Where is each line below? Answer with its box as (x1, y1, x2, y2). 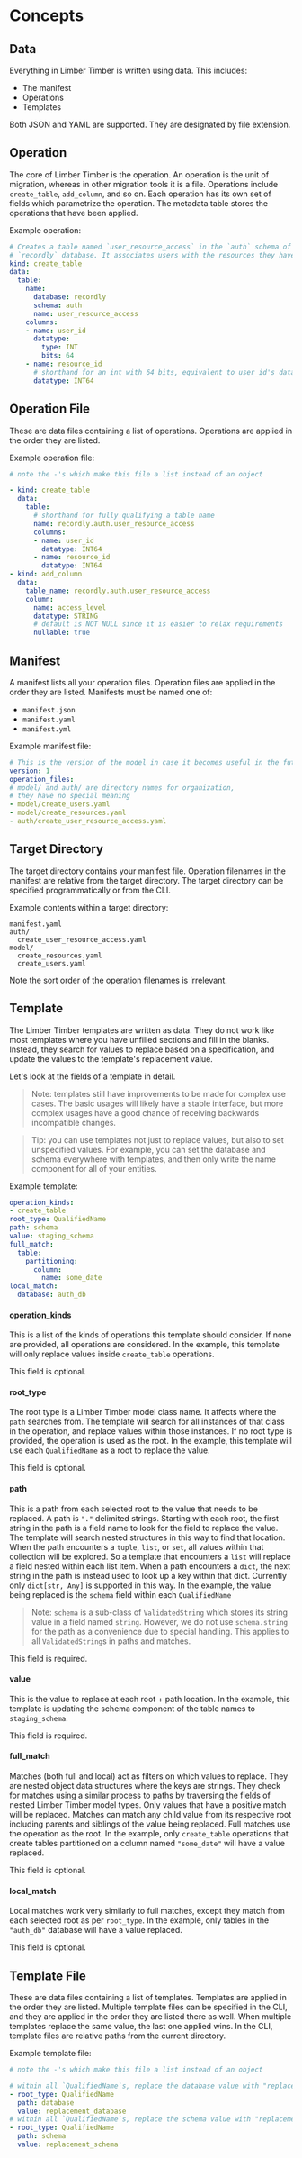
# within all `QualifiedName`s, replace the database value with (9, 2081, 259, 2090)
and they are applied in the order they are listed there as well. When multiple (9, 2011, 292, 2022)
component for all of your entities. (31, 1163, 157, 1174)
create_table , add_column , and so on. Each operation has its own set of (9, 188, 271, 199)
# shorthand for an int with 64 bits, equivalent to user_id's (32, 367, 276, 376)
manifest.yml (22, 724, 72, 734)
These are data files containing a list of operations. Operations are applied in (9, 425, 293, 436)
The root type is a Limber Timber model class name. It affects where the (9, 1407, 277, 1418)
